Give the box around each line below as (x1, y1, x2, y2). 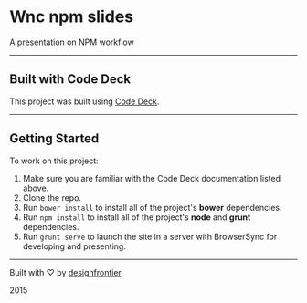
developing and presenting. (22, 240, 126, 252)
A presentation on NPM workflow (9, 37, 134, 47)
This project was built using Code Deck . (9, 96, 160, 107)
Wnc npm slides (9, 6, 134, 27)
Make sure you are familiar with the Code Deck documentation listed (22, 172, 281, 183)
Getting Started (9, 131, 100, 147)
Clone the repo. (22, 192, 82, 203)
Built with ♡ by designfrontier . (9, 266, 123, 277)
